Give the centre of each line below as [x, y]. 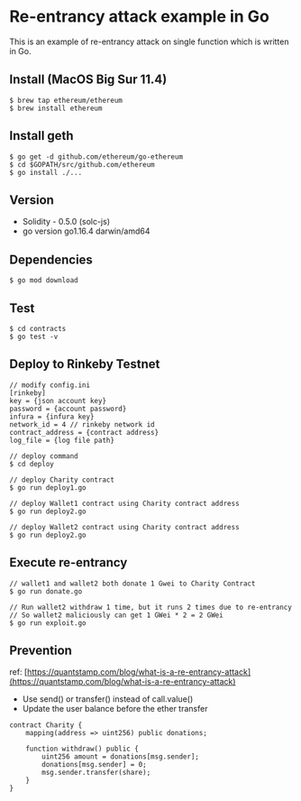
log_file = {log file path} [62, 440]
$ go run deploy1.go [48, 488]
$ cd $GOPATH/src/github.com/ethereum [82, 164]
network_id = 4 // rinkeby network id [82, 424]
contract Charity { [46, 725]
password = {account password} [68, 409]
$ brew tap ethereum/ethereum [66, 100]
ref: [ [18, 672]
